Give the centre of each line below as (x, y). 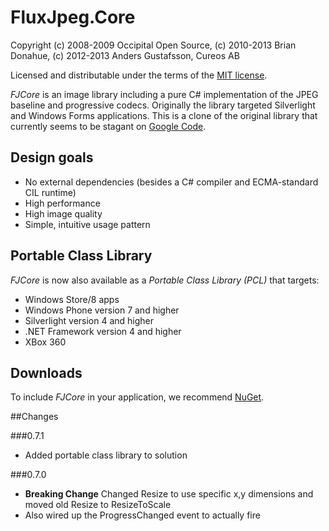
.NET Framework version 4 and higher (103, 331)
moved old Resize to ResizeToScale (98, 505)
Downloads (46, 372)
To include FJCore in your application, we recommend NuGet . (137, 397)
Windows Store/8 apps (72, 299)
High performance (62, 203)
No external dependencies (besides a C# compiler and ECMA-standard (171, 182)
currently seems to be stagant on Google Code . (108, 126)
